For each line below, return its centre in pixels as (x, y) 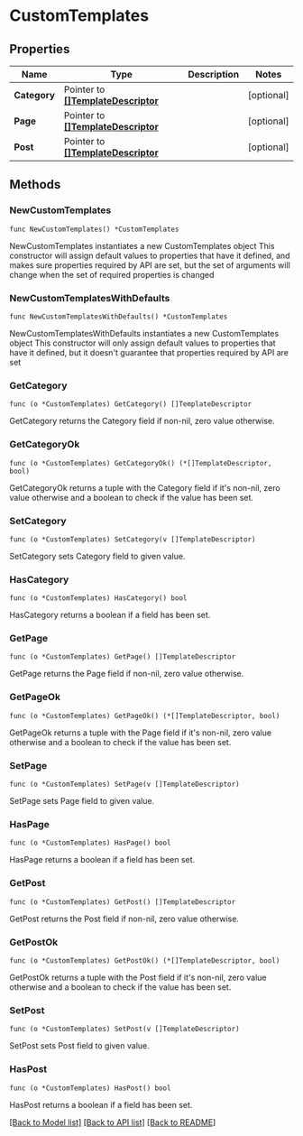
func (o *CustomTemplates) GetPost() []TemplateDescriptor (123, 902)
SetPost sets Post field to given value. (80, 1046)
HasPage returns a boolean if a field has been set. (102, 860)
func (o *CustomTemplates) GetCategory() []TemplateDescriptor (131, 404)
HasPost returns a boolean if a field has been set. (101, 1104)
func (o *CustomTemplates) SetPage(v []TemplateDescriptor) (125, 785)
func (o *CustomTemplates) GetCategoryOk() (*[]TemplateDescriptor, (141, 463)
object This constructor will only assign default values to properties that (143, 343)
